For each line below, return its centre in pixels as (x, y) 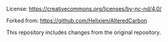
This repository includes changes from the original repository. (84, 32)
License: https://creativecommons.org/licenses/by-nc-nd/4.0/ (84, 9)
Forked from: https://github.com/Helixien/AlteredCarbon (77, 20)
